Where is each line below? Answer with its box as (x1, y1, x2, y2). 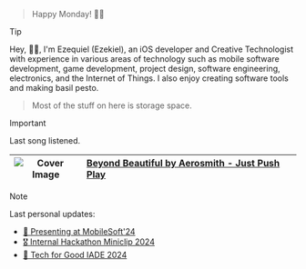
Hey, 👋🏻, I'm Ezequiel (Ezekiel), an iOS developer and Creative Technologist (9, 44, 294, 55)
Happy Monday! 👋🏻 (31, 9, 105, 19)
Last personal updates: (9, 209, 96, 219)
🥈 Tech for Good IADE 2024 (22, 250, 127, 260)
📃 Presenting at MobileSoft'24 (22, 226, 136, 236)
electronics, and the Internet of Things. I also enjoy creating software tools (9, 73, 289, 84)
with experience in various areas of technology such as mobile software (9, 54, 280, 64)
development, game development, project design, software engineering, (9, 64, 280, 74)
